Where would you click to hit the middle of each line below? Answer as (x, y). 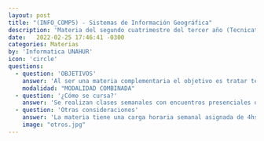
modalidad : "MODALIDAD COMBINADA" (79, 88)
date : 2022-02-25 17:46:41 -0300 (66, 37)
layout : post (29, 15)
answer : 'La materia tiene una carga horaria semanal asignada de (133, 117)
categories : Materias (44, 45)
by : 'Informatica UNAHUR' (50, 52)
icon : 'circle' (33, 60)
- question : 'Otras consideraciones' (77, 110)
